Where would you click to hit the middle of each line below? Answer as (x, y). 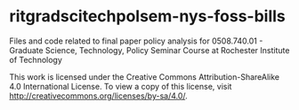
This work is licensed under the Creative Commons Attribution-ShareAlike (145, 76)
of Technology (36, 59)
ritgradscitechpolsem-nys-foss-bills (148, 16)
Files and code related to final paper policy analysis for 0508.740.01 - (136, 41)
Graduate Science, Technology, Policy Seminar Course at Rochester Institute (149, 50)
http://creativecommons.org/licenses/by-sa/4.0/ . (99, 96)
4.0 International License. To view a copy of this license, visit (121, 86)
